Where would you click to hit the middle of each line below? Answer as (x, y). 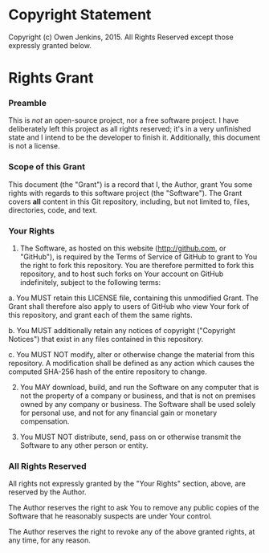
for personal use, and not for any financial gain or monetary (118, 413)
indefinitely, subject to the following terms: (90, 283)
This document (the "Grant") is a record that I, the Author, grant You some (130, 184)
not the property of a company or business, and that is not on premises (138, 396)
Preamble (27, 104)
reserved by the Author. (47, 492)
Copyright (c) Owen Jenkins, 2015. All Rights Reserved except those (121, 37)
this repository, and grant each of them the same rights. (100, 315)
